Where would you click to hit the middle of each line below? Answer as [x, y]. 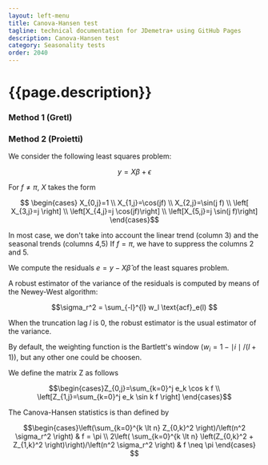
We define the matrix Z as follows [63, 373]
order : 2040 [28, 53]
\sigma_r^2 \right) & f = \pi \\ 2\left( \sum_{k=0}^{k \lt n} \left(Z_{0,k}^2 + [134, 436]
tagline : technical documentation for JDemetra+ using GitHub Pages [125, 30]
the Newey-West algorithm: [53, 292]
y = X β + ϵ [134, 172]
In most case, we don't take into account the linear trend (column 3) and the [133, 235]
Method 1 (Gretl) [40, 118]
